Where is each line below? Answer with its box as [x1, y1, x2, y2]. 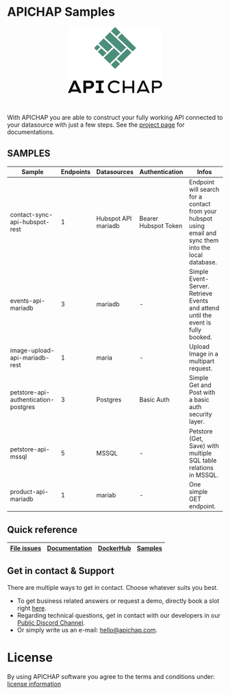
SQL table [189, 456, 217, 464]
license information [7, 680, 62, 688]
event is [189, 318, 212, 326]
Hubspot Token [139, 221, 183, 230]
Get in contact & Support [7, 565, 114, 577]
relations [189, 463, 214, 471]
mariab [96, 491, 116, 499]
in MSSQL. [189, 471, 219, 479]
